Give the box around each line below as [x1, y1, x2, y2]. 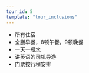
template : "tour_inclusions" [6, 14, 78, 20]
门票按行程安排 [14, 60, 51, 68]
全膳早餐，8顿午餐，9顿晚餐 [14, 38, 84, 45]
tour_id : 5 [6, 8, 33, 15]
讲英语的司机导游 [14, 53, 57, 60]
